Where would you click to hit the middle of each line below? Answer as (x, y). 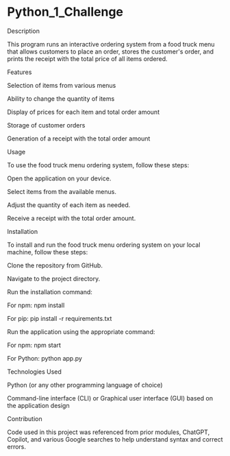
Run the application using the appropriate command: (81, 332)
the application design (38, 405)
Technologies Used (34, 372)
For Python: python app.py (44, 358)
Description (23, 31)
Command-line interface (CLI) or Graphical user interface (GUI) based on (110, 398)
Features (20, 72)
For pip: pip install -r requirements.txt (60, 318)
